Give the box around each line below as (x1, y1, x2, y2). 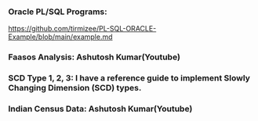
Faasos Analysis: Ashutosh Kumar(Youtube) (8, 52, 180, 62)
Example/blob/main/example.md (8, 32, 113, 41)
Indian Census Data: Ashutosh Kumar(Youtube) (8, 104, 193, 115)
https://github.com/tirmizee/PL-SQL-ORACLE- (8, 24, 157, 34)
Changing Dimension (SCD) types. (8, 83, 142, 94)
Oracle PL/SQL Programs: (8, 6, 107, 17)
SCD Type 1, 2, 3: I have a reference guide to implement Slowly (8, 73, 251, 84)
